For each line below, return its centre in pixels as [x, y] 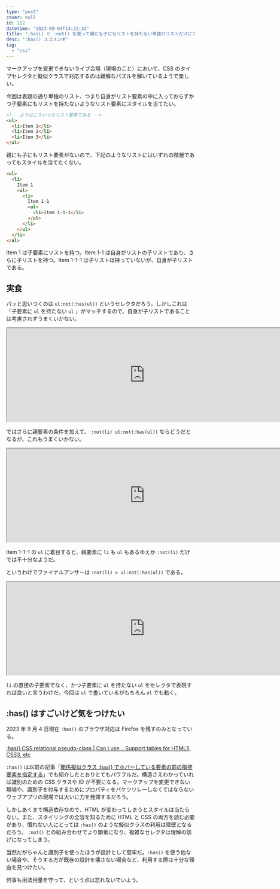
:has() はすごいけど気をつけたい [66, 713]
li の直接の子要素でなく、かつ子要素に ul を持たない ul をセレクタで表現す [99, 685]
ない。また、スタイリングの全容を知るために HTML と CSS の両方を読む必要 [101, 817]
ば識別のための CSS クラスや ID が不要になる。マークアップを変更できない [98, 782]
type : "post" [22, 12]
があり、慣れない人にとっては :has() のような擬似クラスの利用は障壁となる [99, 824]
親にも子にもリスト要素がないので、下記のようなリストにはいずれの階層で [98, 155]
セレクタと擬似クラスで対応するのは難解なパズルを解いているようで [95, 76]
